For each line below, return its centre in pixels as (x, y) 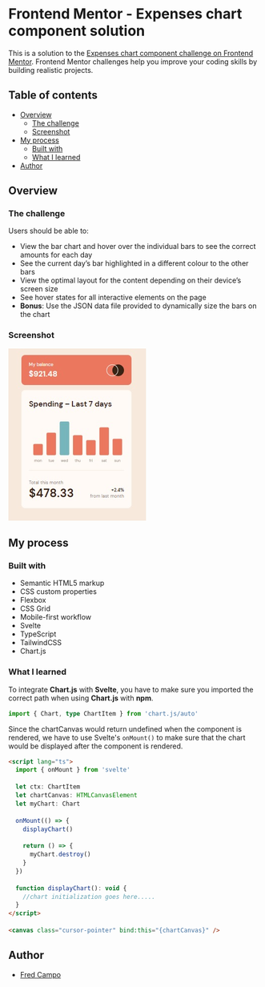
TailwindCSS (41, 643)
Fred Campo (40, 974)
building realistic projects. (51, 70)
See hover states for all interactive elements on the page (113, 298)
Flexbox (33, 600)
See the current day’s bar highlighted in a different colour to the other (134, 263)
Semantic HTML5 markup (62, 583)
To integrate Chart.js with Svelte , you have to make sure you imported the (131, 689)
